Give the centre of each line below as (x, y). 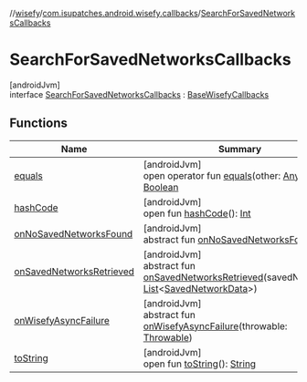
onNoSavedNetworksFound (74, 233)
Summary (240, 149)
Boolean (161, 187)
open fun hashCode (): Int (197, 213)
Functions (39, 124)
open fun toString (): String (200, 364)
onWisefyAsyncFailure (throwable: (215, 325)
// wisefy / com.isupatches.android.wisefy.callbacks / (105, 13)
